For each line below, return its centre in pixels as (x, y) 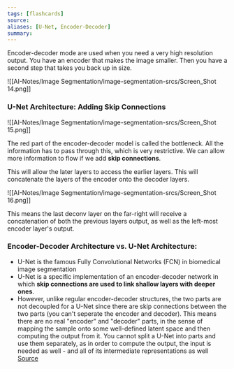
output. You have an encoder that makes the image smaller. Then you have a (117, 61)
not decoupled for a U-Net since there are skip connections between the (122, 306)
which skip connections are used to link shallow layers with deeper (116, 284)
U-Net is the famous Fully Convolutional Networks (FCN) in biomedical (119, 261)
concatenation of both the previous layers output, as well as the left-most (113, 221)
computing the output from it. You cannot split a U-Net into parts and (117, 335)
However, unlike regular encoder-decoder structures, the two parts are (119, 298)
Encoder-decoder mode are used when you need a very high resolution (110, 53)
